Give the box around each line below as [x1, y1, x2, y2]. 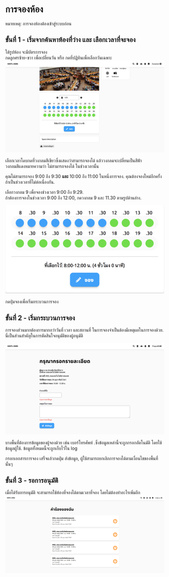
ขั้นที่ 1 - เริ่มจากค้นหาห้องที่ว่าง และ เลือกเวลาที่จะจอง [5, 35, 136, 44]
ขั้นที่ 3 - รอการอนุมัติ [5, 476, 59, 485]
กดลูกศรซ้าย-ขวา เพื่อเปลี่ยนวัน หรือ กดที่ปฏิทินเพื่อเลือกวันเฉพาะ [5, 55, 112, 61]
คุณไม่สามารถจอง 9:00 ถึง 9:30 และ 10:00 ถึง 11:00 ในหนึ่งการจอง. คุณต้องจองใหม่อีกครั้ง [5, 173, 162, 179]
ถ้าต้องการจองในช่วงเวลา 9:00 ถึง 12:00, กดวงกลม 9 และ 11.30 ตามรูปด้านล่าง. [5, 194, 142, 200]
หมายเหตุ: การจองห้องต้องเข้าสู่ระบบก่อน [5, 20, 72, 26]
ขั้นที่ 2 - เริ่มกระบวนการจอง [5, 313, 75, 322]
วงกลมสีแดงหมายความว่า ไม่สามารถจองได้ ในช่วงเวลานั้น [5, 163, 99, 169]
